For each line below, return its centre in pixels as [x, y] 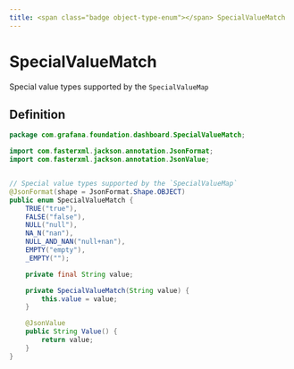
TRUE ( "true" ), [51, 208]
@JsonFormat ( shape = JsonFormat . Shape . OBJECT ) [97, 192]
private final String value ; [80, 274]
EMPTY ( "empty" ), [56, 250]
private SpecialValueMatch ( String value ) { [108, 290]
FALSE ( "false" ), [56, 217]
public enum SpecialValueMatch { [71, 200]
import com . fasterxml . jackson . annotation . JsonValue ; [109, 160]
